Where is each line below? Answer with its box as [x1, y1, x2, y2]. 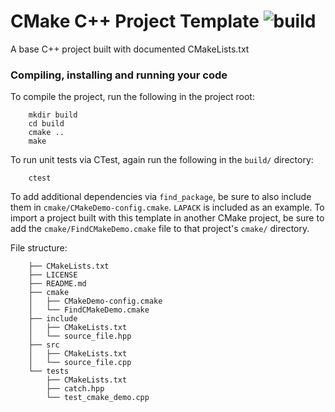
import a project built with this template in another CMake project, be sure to [10, 212, 325, 224]
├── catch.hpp [46, 384, 105, 394]
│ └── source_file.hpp [28, 331, 132, 342]
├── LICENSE [28, 270, 78, 280]
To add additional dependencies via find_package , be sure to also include [10, 191, 312, 203]
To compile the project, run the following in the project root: [10, 91, 255, 103]
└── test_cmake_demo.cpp [46, 393, 150, 403]
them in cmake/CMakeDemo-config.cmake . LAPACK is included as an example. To [10, 201, 325, 214]
